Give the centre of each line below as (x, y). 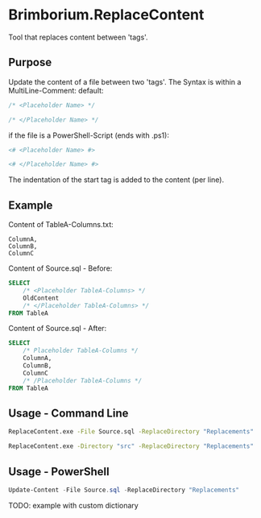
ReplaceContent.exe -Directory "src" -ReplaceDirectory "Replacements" (131, 446)
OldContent (41, 298)
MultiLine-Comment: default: (56, 90)
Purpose (30, 62)
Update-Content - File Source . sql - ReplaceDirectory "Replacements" (124, 490)
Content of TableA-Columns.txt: (61, 225)
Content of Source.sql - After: (58, 329)
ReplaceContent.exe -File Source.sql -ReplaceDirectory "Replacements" (131, 432)
